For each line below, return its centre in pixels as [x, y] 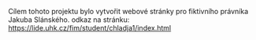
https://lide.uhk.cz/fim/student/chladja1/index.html [90, 28]
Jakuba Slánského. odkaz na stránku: [69, 20]
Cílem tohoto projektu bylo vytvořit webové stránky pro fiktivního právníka [128, 11]
